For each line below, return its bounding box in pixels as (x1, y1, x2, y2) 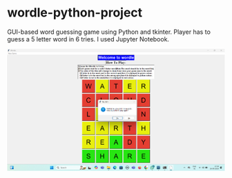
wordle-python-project (7, 5, 143, 21)
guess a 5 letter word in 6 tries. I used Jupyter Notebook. (7, 34, 170, 43)
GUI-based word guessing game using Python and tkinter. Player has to (7, 28, 211, 36)
